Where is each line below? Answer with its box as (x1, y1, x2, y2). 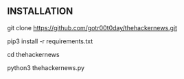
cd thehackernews (7, 50, 60, 58)
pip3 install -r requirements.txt (7, 37, 93, 45)
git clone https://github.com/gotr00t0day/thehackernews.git (7, 23, 177, 32)
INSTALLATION (7, 5, 73, 17)
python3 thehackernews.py (7, 63, 84, 71)
